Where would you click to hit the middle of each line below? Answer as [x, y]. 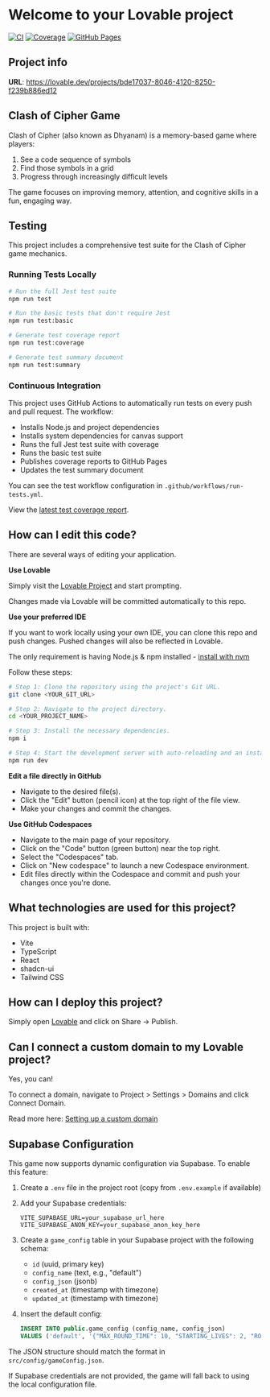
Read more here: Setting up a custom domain [83, 1119]
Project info [38, 62]
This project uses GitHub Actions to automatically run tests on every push [130, 403]
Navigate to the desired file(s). [70, 791]
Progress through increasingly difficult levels [94, 176]
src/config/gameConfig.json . [56, 1360]
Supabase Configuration [71, 1144]
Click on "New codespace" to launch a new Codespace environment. [134, 865]
